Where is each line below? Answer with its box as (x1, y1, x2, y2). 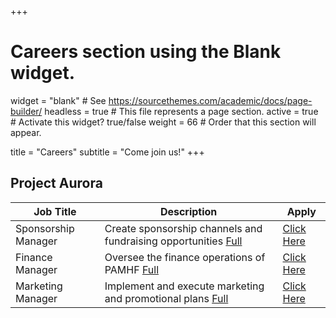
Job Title (33, 204, 77, 218)
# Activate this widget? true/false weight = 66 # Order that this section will (10, 116, 317, 128)
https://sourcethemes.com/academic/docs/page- (108, 94, 313, 106)
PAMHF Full (104, 262, 160, 276)
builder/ (10, 105, 43, 117)
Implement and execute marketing (104, 279, 265, 293)
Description (159, 204, 218, 218)
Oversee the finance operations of (104, 250, 266, 264)
